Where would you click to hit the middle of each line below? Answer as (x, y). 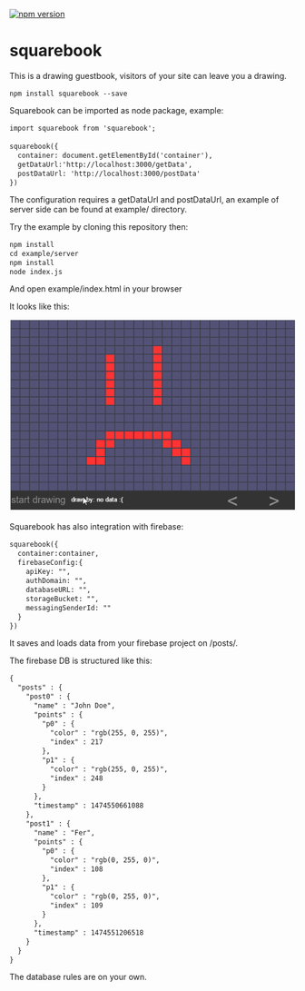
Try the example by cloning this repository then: (99, 226)
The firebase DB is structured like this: (81, 661)
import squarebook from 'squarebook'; (83, 128)
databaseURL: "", (59, 590)
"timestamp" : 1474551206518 (89, 933)
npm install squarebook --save (69, 94)
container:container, (59, 554)
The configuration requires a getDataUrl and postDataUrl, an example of (144, 199)
